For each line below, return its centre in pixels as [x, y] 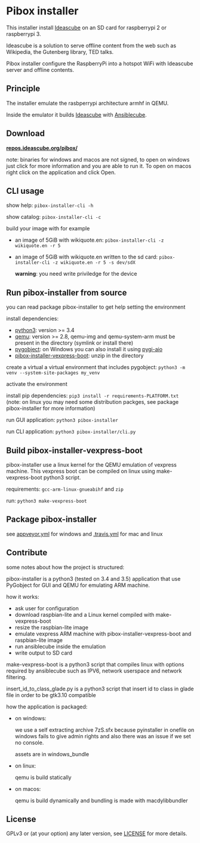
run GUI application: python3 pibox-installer [62, 420]
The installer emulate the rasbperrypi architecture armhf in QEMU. [87, 103]
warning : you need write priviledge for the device [76, 274]
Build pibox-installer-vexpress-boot [75, 450]
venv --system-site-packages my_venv [53, 373]
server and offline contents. [40, 69]
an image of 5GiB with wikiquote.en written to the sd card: [86, 257]
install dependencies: [32, 319]
